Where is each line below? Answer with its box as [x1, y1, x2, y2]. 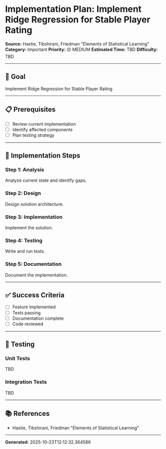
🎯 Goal [5, 73, 26, 81]
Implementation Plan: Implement [5, 3, 142, 15]
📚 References [5, 409, 50, 418]
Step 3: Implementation [5, 213, 63, 220]
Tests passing [12, 309, 41, 315]
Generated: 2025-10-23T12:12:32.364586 [5, 439, 91, 445]
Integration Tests [5, 379, 47, 386]
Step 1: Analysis [5, 166, 44, 173]
